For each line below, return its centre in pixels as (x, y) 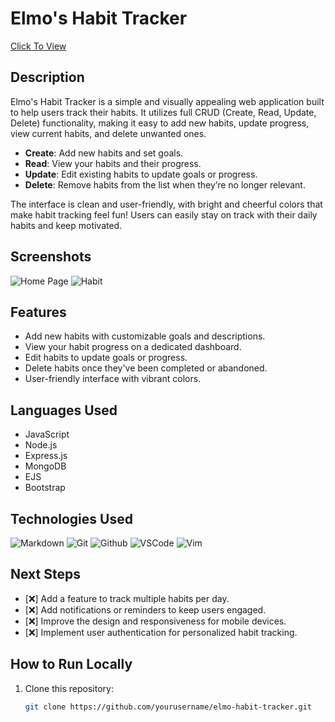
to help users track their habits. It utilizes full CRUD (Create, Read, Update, (163, 112)
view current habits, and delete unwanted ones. (108, 133)
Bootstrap (45, 488)
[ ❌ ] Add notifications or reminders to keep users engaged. (145, 609)
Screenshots (51, 257)
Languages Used (64, 410)
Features (38, 312)
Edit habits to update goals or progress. (106, 358)
